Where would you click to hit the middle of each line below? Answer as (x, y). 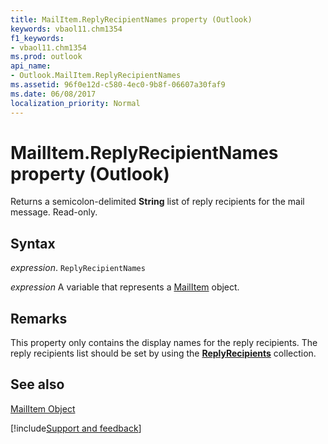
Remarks (39, 318)
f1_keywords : (37, 38)
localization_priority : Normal (75, 103)
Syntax (33, 243)
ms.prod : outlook (46, 57)
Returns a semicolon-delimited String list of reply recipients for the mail (157, 202)
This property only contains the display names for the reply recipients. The (164, 343)
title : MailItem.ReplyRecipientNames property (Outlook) (131, 19)
